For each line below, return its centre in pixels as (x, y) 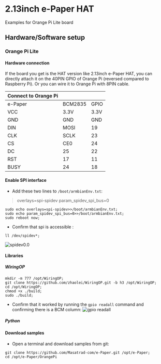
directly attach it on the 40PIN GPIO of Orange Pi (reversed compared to (77, 79)
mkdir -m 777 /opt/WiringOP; (34, 279)
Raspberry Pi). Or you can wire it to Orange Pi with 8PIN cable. (67, 84)
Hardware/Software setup (45, 38)
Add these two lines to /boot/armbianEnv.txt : (57, 191)
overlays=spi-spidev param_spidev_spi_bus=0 (63, 200)
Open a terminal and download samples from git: (61, 344)
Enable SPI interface (26, 180)
